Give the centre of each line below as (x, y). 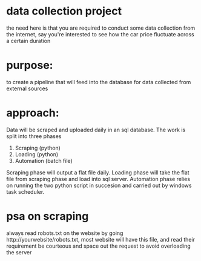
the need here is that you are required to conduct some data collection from (101, 28)
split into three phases (34, 136)
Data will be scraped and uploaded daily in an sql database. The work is (96, 130)
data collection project (64, 11)
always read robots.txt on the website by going (65, 233)
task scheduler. (25, 191)
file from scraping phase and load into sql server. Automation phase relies (98, 179)
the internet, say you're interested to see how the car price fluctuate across (100, 34)
